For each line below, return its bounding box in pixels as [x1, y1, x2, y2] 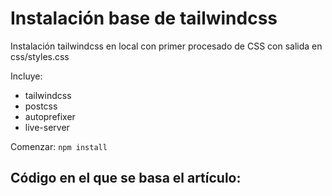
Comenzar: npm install [10, 140, 108, 152]
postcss [24, 100, 58, 112]
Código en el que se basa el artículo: [10, 170, 242, 187]
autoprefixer [24, 110, 76, 122]
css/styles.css [10, 50, 70, 62]
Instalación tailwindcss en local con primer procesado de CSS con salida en [10, 40, 323, 52]
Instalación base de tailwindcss [10, 7, 278, 30]
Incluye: [10, 70, 43, 82]
